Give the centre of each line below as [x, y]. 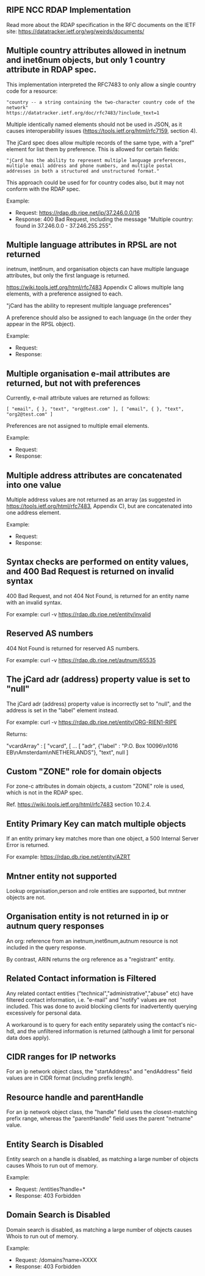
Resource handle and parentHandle [75, 1097]
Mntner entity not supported [62, 876]
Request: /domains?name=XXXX [56, 1259]
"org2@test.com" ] [30, 415]
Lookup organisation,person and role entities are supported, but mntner [96, 890]
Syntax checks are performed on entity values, [98, 562]
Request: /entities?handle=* [50, 1189]
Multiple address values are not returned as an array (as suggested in [94, 500]
